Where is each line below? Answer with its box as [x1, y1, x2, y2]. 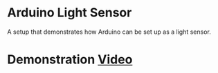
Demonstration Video [7, 52, 133, 67]
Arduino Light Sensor [7, 5, 132, 21]
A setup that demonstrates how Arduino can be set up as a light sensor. [7, 28, 211, 36]
